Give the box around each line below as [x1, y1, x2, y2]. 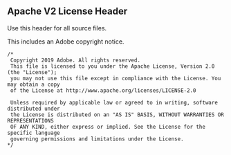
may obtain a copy [7, 81, 60, 88]
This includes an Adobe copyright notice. [7, 37, 124, 46]
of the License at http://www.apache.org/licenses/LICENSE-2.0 [10, 86, 196, 94]
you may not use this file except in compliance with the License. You [10, 75, 221, 82]
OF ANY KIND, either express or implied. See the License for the [10, 123, 206, 130]
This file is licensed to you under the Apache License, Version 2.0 [10, 62, 215, 70]
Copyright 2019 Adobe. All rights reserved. [10, 57, 140, 64]
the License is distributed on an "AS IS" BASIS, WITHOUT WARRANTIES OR [10, 111, 225, 118]
